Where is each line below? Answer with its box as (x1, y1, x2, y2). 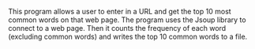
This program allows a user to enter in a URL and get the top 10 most (8, 7, 231, 16)
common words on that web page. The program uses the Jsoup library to (8, 15, 246, 24)
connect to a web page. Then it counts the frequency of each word (8, 24, 227, 32)
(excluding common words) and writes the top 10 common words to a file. (8, 32, 248, 41)
